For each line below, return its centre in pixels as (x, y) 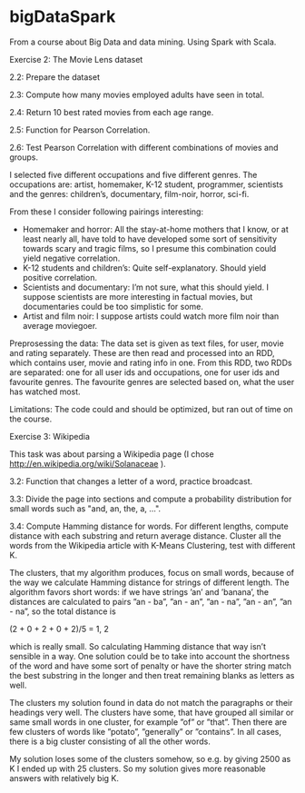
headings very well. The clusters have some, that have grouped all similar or (152, 712)
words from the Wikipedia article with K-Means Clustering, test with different (152, 545)
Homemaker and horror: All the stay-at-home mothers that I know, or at (155, 229)
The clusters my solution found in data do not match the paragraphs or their (151, 702)
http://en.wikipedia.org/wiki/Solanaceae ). (88, 463)
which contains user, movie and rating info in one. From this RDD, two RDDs (151, 362)
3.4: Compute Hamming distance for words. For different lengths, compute (149, 526)
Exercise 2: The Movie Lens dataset (76, 59)
